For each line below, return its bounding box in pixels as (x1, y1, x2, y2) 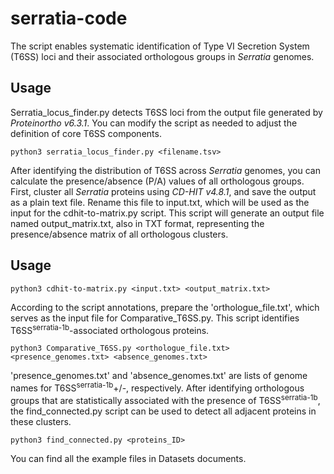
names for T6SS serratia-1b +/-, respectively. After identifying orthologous (10, 380, 305, 394)
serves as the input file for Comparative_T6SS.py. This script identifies (10, 312, 300, 324)
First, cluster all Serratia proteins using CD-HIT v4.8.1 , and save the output (10, 185, 317, 197)
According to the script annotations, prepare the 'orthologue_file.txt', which (10, 301, 320, 313)
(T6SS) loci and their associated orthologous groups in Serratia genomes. (10, 50, 315, 62)
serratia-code (10, 7, 128, 30)
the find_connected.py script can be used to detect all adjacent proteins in (10, 405, 317, 417)
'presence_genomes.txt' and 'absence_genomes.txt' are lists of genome (10, 370, 308, 382)
